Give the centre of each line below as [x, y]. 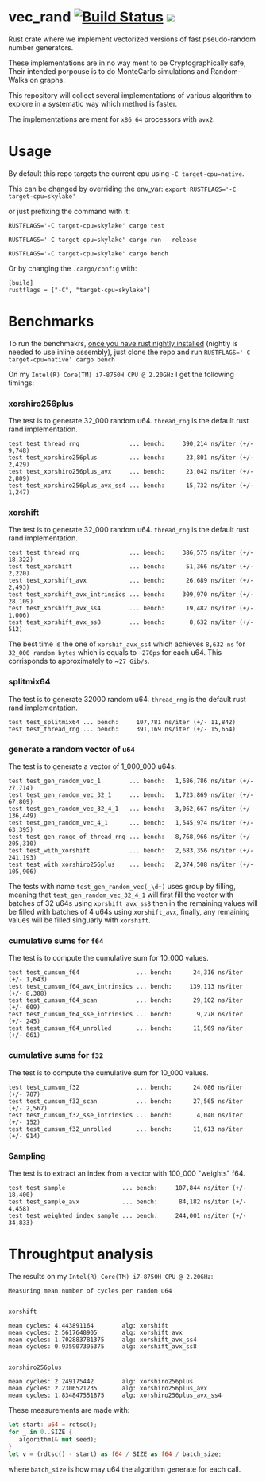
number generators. [41, 47]
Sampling [27, 1156]
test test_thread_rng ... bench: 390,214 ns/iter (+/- [131, 444]
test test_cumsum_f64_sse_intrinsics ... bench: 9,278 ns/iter [126, 1015]
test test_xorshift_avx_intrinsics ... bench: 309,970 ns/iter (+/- [131, 595]
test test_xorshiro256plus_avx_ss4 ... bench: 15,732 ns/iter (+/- [131, 486]
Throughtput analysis [81, 1254]
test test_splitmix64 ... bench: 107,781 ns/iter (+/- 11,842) [122, 722]
